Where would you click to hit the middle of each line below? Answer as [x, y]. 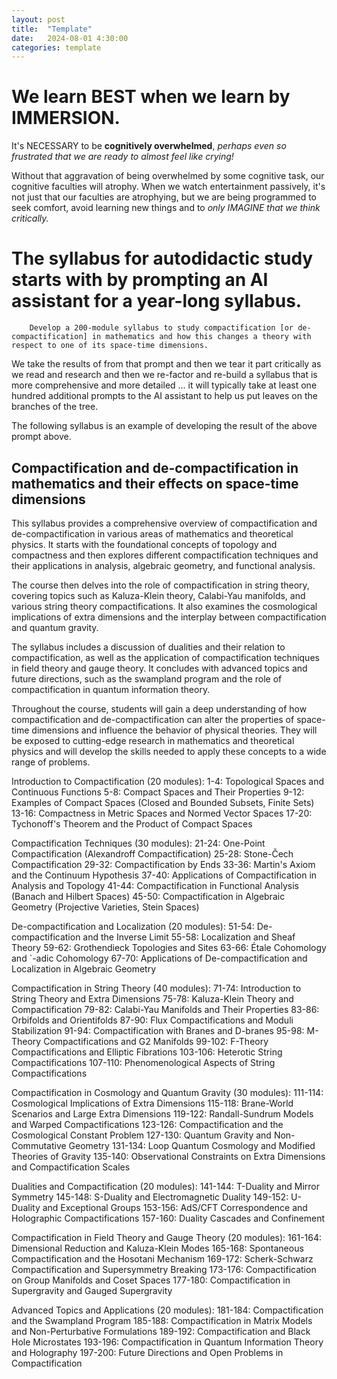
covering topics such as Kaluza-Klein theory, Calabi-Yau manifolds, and [158, 595]
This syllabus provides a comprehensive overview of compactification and [164, 523]
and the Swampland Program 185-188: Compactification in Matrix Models [162, 1320]
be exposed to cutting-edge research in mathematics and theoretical [153, 740]
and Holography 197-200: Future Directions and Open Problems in [147, 1352]
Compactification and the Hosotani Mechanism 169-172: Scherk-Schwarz [162, 1258]
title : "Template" [52, 29]
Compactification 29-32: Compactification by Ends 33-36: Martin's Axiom [163, 864]
